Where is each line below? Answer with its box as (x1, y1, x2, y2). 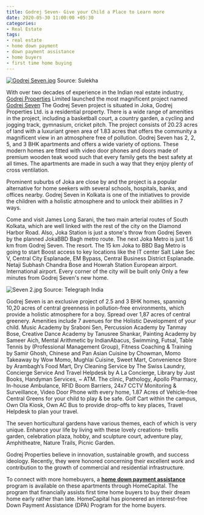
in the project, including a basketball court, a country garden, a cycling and (6, 114, 195, 122)
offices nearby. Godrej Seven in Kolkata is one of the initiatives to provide (6, 191, 190, 198)
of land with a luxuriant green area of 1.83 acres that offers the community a (6, 127, 197, 135)
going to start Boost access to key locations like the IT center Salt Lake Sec (6, 248, 195, 255)
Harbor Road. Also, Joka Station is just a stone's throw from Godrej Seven (6, 229, 192, 236)
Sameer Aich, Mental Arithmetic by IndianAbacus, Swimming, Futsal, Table (6, 336, 194, 344)
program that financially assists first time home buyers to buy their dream (6, 488, 191, 495)
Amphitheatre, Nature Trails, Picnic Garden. (6, 439, 116, 446)
